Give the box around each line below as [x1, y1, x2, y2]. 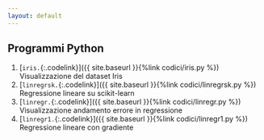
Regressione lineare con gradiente [19, 122, 134, 133]
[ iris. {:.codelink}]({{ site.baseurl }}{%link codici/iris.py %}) [19, 63, 220, 72]
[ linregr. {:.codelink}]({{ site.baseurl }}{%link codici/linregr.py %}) [19, 97, 241, 107]
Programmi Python [7, 42, 104, 56]
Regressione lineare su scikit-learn [19, 89, 135, 98]
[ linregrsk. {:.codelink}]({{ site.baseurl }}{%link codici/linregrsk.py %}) [19, 80, 257, 89]
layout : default [7, 11, 62, 20]
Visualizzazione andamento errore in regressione [19, 105, 183, 115]
